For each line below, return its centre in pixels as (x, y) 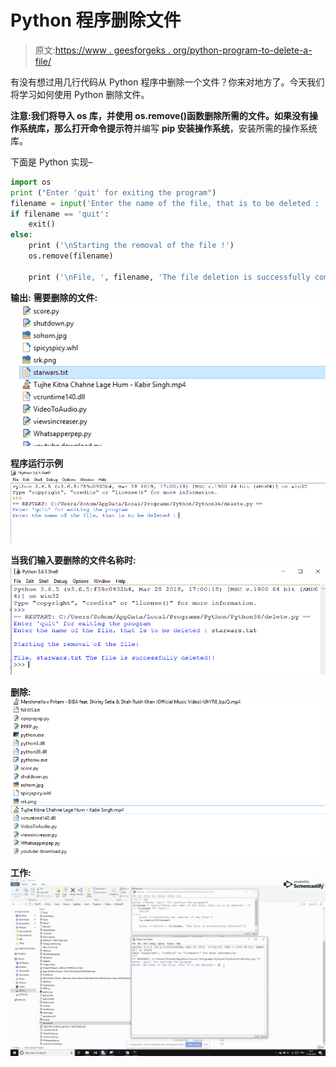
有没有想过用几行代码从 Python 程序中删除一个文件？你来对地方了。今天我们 (167, 82)
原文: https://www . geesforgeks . (102, 50)
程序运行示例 (36, 463)
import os (31, 182)
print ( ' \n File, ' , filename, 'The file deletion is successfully (169, 277)
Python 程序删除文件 (96, 20)
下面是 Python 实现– (51, 162)
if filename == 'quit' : (60, 214)
